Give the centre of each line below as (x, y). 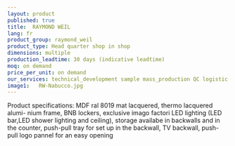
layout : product (31, 14)
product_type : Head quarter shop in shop (69, 46)
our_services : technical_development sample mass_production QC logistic (118, 79)
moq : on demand (30, 66)
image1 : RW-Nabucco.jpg (45, 86)
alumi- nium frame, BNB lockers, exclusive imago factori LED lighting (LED (115, 113)
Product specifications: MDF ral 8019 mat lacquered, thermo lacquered (110, 105)
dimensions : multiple (39, 53)
